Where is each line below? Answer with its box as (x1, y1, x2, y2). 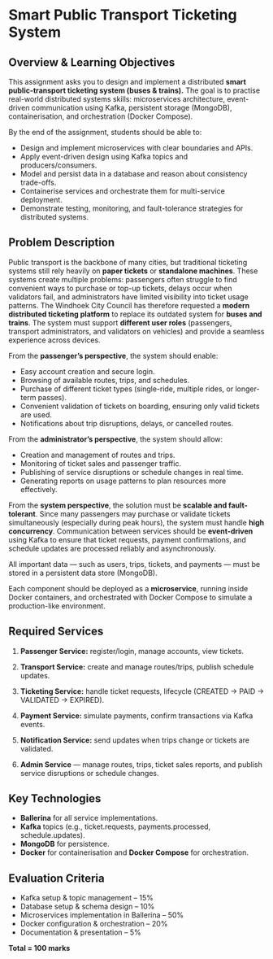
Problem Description (8, 236, 115, 250)
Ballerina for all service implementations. (19, 813, 158, 823)
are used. (19, 409, 53, 420)
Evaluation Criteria (8, 871, 105, 885)
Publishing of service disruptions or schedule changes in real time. (19, 467, 244, 477)
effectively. (19, 484, 58, 494)
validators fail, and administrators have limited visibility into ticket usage (8, 291, 249, 302)
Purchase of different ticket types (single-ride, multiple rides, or (19, 384, 234, 394)
